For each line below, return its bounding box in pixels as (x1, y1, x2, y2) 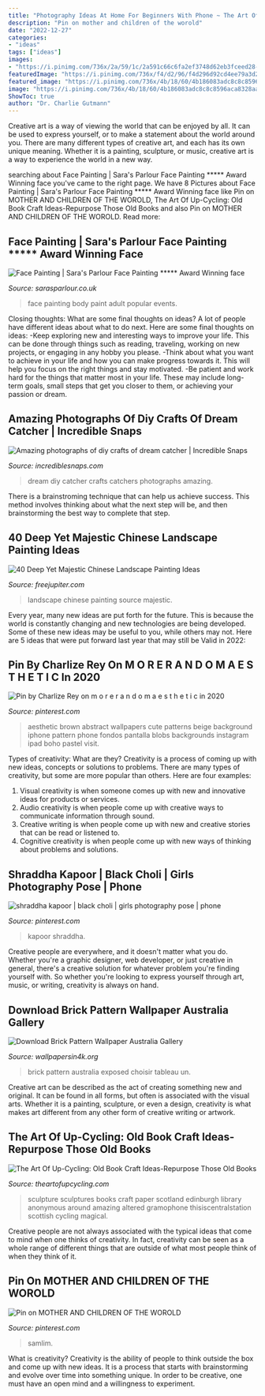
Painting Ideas (8, 544, 80, 557)
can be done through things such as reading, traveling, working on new (8, 339, 241, 348)
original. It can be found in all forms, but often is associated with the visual (8, 1091, 250, 1100)
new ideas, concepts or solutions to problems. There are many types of (8, 762, 241, 772)
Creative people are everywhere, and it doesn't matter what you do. (8, 947, 229, 956)
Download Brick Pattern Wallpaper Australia (8, 1003, 229, 1016)
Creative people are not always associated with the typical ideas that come (8, 1226, 252, 1236)
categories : (8, 33, 47, 42)
